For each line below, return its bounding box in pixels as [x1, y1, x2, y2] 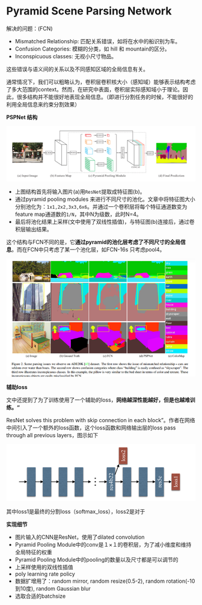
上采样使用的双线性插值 [14, 564, 73, 571]
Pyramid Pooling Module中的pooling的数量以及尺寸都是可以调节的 [14, 556, 179, 563]
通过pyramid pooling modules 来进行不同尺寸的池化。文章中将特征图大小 [14, 195, 195, 203]
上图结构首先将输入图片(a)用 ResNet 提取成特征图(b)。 [14, 188, 145, 195]
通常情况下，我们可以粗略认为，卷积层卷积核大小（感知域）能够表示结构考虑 [6, 78, 196, 85]
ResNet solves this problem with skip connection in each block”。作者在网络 [6, 416, 195, 423]
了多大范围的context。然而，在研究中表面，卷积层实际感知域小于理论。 [6, 85, 183, 93]
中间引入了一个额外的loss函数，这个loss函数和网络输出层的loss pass [6, 424, 176, 431]
